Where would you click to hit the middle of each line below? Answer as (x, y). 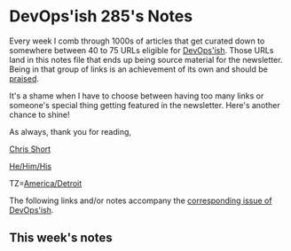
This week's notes (61, 238)
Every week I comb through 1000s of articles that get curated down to (137, 41)
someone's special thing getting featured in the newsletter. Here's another (145, 105)
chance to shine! (39, 114)
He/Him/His (30, 166)
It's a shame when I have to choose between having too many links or (137, 96)
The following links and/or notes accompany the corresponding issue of (141, 200)
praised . (24, 78)
